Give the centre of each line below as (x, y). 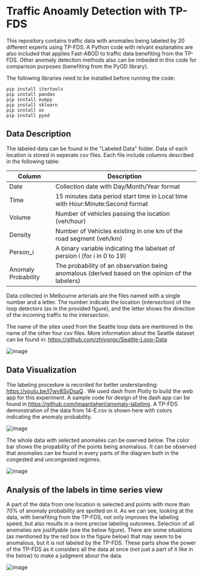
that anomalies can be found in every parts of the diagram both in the (93, 453)
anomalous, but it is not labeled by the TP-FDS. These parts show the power (101, 543)
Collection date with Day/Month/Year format (118, 186)
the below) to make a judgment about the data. (64, 556)
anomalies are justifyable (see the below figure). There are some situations (99, 530)
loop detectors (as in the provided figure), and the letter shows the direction (101, 308)
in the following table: (33, 161)
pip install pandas (31, 94)
